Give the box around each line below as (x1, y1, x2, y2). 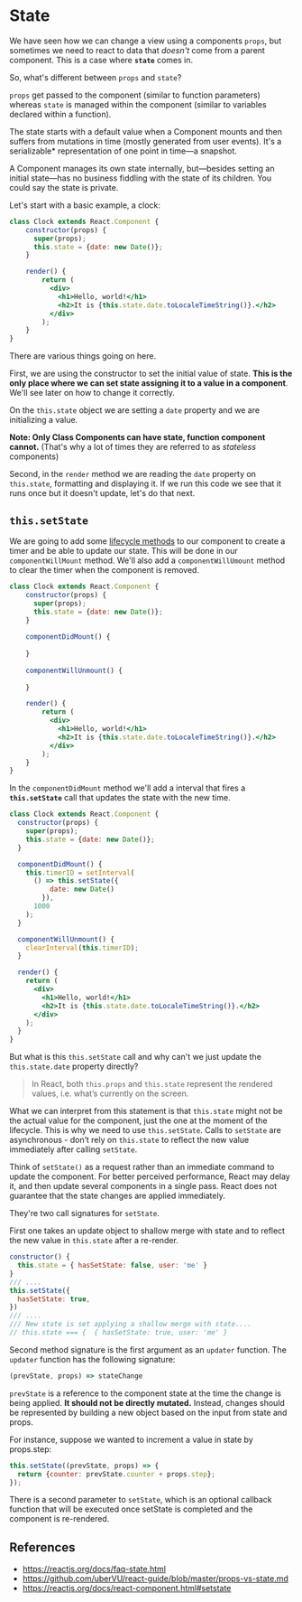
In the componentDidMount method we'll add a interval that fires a (9, 782, 246, 793)
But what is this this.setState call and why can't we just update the (9, 1052, 261, 1063)
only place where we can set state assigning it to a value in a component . (9, 378, 288, 389)
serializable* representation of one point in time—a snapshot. (9, 145, 237, 156)
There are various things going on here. (9, 351, 156, 361)
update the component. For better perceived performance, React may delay (9, 1171, 290, 1182)
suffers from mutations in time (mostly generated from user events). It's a (9, 136, 282, 146)
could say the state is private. (9, 182, 119, 192)
